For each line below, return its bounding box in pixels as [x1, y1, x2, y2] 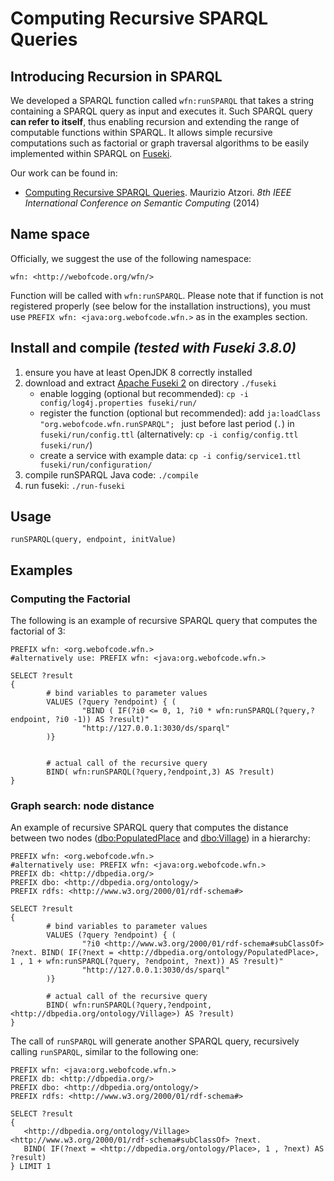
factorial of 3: [10, 625, 66, 637]
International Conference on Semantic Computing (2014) [24, 197, 260, 209]
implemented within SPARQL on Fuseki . [10, 148, 173, 159]
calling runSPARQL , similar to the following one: [10, 1046, 199, 1058]
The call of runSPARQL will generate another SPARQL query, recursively [10, 1035, 300, 1047]
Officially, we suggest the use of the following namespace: [10, 252, 252, 264]
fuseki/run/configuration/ [39, 460, 153, 470]
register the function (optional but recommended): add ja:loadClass [39, 407, 322, 419]
